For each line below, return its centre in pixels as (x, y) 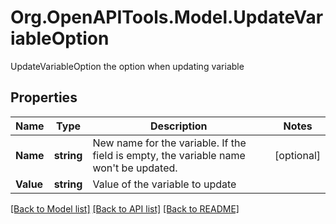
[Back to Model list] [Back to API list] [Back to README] (125, 208)
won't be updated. (135, 168)
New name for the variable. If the (169, 143)
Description (179, 126)
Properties (44, 97)
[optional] (297, 155)
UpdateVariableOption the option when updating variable (127, 66)
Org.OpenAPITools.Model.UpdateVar (167, 17)
